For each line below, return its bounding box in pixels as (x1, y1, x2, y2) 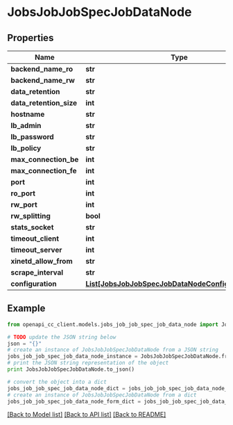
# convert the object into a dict (7, 378, 107, 385)
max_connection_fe (10, 166, 78, 175)
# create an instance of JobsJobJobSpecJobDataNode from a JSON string (7, 346, 218, 353)
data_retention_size (10, 98, 78, 108)
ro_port (10, 189, 36, 198)
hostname (10, 109, 45, 119)
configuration (10, 279, 57, 289)
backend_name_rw (10, 76, 75, 85)
